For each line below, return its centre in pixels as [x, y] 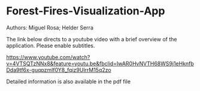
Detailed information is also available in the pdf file [68, 81]
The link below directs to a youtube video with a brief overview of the [92, 39]
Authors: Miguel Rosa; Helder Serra [50, 28]
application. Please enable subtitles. [51, 45]
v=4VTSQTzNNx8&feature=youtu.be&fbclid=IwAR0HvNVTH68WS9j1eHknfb [100, 63]
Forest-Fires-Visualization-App [86, 11]
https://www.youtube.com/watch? [48, 57]
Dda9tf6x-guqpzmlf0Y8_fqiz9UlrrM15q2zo [59, 69]
